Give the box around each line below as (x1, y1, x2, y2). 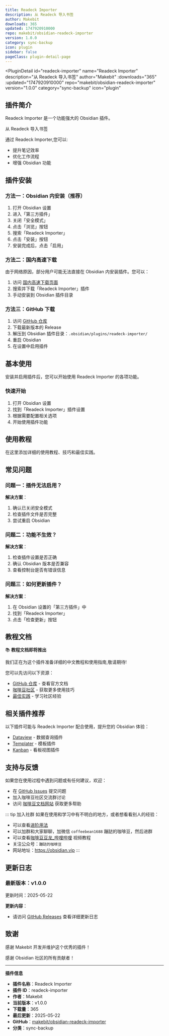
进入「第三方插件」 (12, 211, 53, 217)
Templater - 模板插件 (12, 741, 56, 747)
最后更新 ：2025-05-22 (12, 1012, 60, 1018)
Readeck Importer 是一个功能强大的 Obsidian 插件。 (5, 115, 113, 121)
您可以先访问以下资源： (5, 670, 54, 676)
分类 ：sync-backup (12, 1025, 54, 1031)
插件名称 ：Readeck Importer (12, 981, 72, 987)
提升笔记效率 (12, 147, 39, 154)
